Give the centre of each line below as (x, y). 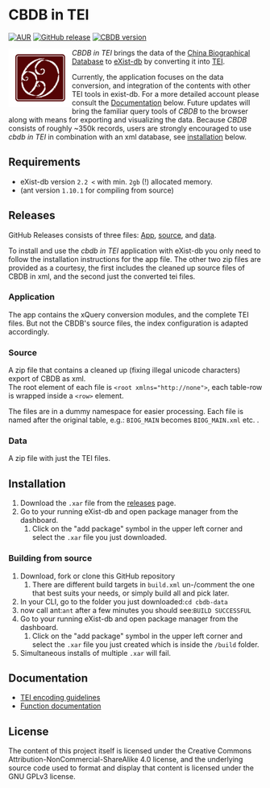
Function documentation (60, 706)
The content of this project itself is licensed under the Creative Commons (130, 751)
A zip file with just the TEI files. (60, 458)
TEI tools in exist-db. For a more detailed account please (166, 93)
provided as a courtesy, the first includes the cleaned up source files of (127, 268)
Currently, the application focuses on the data (148, 77)
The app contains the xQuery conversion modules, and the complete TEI (129, 314)
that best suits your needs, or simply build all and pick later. (131, 593)
